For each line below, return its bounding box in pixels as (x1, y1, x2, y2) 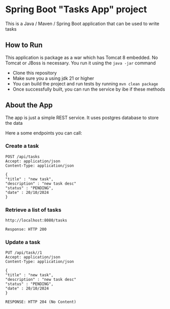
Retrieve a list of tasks (5, 206, 62, 213)
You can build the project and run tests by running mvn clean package (12, 80, 158, 86)
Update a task (5, 239, 41, 246)
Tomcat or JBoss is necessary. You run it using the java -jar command (5, 60, 156, 66)
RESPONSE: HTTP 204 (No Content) (5, 299, 77, 305)
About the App (5, 101, 53, 109)
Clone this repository (12, 70, 57, 76)
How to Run (5, 41, 43, 50)
